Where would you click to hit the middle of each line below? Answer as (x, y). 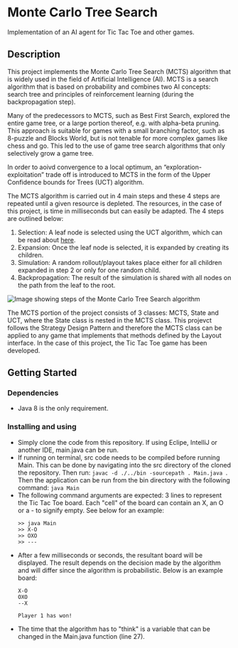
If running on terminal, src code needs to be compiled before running (119, 457)
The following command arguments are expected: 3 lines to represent (120, 495)
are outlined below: (36, 218)
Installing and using (42, 427)
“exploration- (183, 167)
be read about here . (47, 239)
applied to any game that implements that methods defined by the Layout (114, 335)
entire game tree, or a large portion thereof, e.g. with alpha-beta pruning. (114, 123)
